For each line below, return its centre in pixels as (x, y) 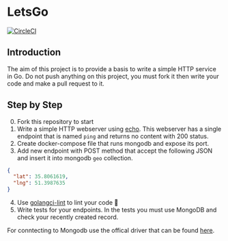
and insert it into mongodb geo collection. (75, 157)
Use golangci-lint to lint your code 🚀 (68, 203)
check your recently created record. (68, 217)
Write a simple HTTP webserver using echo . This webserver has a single (119, 129)
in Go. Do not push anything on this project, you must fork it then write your (113, 76)
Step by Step (35, 105)
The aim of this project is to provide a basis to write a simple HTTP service (112, 68)
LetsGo (28, 12)
